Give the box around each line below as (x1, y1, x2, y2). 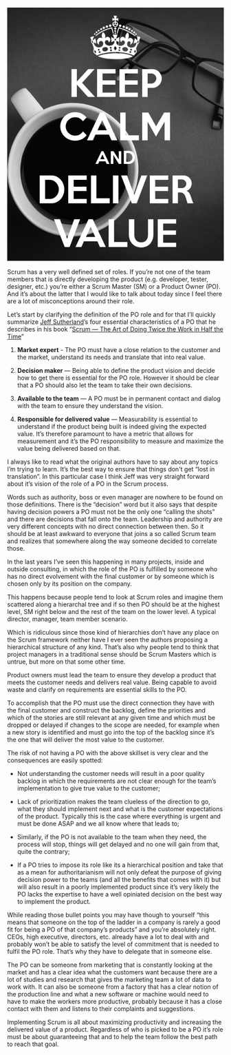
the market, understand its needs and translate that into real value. (16, 353, 206, 361)
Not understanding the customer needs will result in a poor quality (16, 770, 205, 777)
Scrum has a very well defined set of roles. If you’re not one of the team (7, 268, 211, 276)
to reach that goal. (7, 1040, 59, 1048)
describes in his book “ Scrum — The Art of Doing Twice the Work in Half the (7, 325, 223, 333)
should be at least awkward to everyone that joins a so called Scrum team (7, 530, 217, 537)
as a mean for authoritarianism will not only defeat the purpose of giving (16, 868, 222, 876)
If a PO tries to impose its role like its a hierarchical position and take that (16, 861, 223, 869)
